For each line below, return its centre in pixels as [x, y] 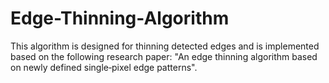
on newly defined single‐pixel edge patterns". [104, 67]
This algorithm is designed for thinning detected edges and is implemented [165, 46]
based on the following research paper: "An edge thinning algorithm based [164, 56]
